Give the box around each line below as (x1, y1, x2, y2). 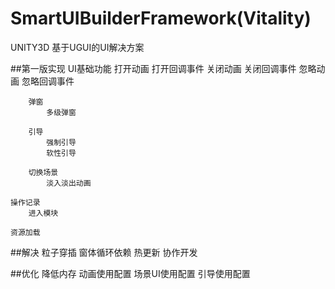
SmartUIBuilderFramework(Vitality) (10, 7, 312, 30)
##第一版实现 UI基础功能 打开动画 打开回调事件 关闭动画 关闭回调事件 (10, 62, 297, 74)
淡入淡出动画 (46, 178, 92, 188)
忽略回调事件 (21, 75, 75, 87)
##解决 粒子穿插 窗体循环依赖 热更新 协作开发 (10, 246, 198, 258)
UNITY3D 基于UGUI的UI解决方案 (10, 41, 145, 53)
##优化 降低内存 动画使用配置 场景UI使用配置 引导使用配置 (10, 267, 251, 279)
